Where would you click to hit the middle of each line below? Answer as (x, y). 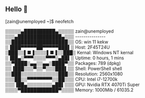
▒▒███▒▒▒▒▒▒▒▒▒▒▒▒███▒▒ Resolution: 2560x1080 (64, 74)
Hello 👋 (17, 9)
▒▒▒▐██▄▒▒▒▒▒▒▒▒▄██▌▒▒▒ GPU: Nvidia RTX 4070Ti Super (72, 84)
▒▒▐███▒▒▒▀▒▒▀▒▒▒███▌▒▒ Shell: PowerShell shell (64, 68)
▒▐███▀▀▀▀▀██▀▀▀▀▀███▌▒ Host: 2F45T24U (57, 47)
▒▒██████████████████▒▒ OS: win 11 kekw (57, 42)
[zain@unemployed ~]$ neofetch (40, 21)
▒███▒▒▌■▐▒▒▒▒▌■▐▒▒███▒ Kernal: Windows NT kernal (69, 52)
